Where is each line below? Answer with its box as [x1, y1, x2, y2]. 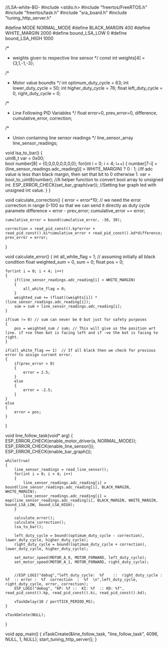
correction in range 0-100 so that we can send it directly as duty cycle [5, 202, 150, 208]
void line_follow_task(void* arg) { [5, 433, 73, 438]
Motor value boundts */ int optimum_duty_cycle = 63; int [12, 80, 129, 86]
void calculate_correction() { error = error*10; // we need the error [5, 197, 141, 203]
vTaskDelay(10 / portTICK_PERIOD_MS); [14, 599, 95, 604]
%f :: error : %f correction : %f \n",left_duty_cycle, [5, 577, 138, 582]
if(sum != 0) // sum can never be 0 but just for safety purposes [5, 317, 147, 322]
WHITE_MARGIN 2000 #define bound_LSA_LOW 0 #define [5, 30, 127, 36]
